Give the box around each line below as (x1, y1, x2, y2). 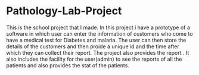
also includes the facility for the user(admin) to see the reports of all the (6, 55, 182, 62)
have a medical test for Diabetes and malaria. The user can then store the (6, 36, 186, 43)
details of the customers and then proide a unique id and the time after (6, 43, 180, 50)
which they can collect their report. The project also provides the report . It (6, 49, 189, 56)
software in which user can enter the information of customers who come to (6, 30, 193, 37)
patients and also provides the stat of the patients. (6, 61, 130, 69)
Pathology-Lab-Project (6, 4, 122, 18)
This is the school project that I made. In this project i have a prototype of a (6, 24, 191, 31)
